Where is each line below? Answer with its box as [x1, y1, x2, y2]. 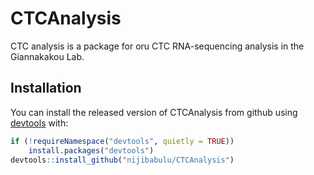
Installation [10, 80, 82, 97]
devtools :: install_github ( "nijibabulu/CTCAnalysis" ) [10, 155, 235, 165]
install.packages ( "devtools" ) [28, 145, 155, 156]
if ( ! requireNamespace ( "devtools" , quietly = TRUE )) [10, 136, 235, 146]
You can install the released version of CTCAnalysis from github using [10, 106, 298, 118]
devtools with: [10, 117, 69, 129]
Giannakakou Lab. [10, 50, 85, 62]
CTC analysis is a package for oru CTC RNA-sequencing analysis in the [10, 40, 305, 52]
